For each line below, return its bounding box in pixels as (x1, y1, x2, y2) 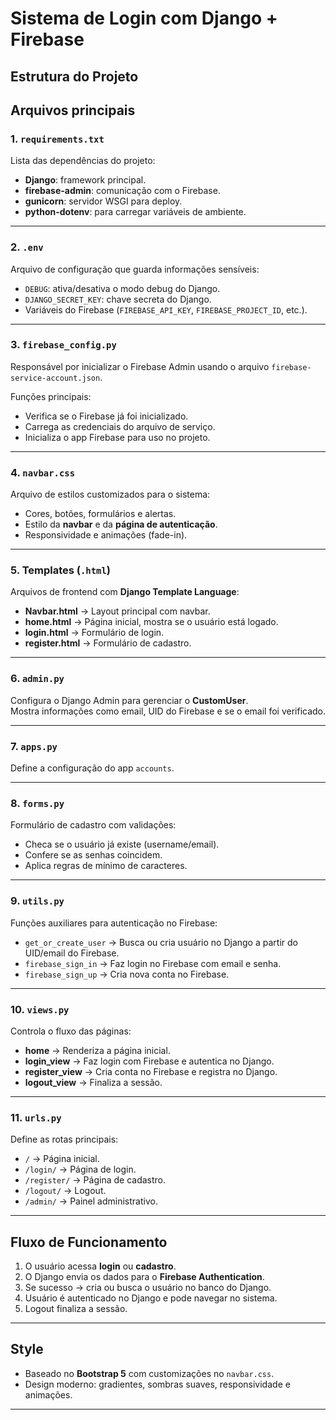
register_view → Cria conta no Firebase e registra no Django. (24, 1065, 278, 1077)
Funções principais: (10, 390, 92, 402)
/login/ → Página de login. (24, 1163, 137, 1176)
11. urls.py (10, 1110, 62, 1124)
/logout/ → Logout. (24, 1185, 107, 1197)
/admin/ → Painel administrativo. (24, 1195, 158, 1207)
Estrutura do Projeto (10, 68, 139, 85)
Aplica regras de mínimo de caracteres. (24, 860, 188, 872)
